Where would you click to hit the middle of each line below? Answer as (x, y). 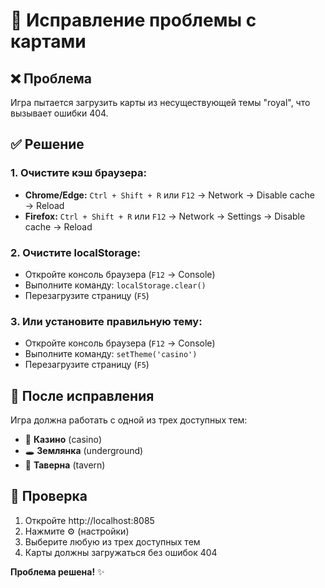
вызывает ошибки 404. (59, 113)
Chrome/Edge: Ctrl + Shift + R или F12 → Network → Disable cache (169, 195)
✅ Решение (47, 144)
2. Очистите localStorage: (75, 252)
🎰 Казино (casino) (63, 440)
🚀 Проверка (49, 496)
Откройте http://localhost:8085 (89, 520)
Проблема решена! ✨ (57, 571)
